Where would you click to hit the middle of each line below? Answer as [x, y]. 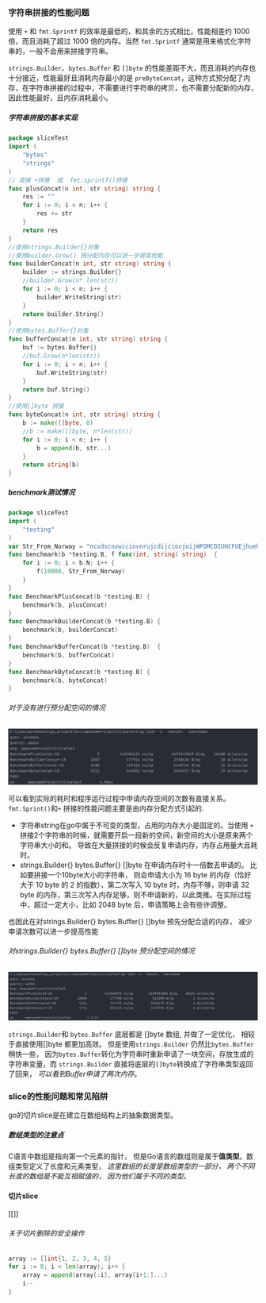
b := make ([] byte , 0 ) [58, 423]
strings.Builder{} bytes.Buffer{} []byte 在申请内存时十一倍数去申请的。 [134, 865]
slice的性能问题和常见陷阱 [58, 1096]
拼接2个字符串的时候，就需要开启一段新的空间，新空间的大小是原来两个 [136, 835]
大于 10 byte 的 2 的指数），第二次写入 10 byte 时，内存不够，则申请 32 [134, 885]
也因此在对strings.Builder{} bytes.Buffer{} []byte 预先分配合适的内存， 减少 [130, 921]
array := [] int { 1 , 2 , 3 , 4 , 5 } [60, 1259]
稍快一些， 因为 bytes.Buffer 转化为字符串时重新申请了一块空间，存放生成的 [131, 1054]
